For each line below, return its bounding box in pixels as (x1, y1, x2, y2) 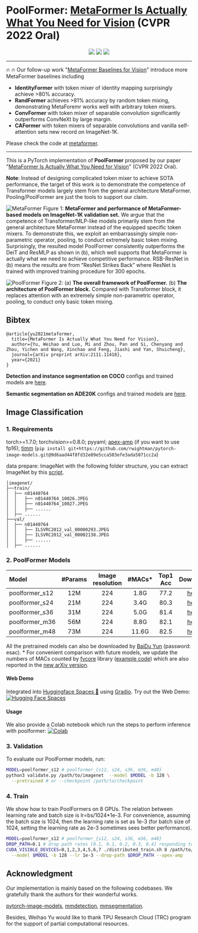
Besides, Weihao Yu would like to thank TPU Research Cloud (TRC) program (6, 913, 192, 921)
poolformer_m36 (9, 617, 56, 626)
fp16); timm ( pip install (6, 445, 66, 452)
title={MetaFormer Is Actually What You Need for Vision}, (11, 336, 160, 342)
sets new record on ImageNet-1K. (37, 128, 119, 135)
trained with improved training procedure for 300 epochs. (6, 268, 146, 275)
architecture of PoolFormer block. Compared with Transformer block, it (6, 285, 181, 292)
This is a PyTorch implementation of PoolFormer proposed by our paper (6, 156, 181, 163)
